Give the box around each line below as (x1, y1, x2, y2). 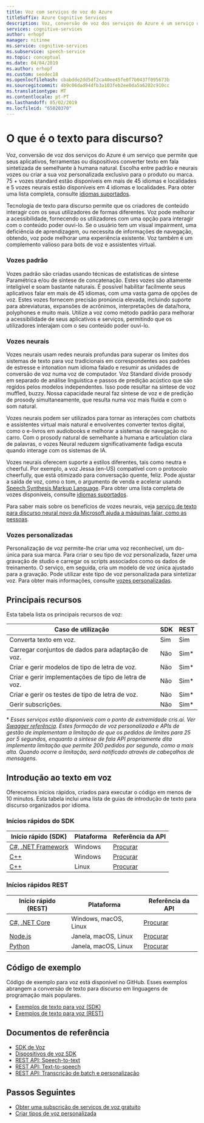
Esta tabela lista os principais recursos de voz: (6, 611, 123, 618)
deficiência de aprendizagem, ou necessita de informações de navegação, (6, 228, 193, 235)
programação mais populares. (6, 991, 81, 999)
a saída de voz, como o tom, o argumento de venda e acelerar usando (6, 478, 182, 485)
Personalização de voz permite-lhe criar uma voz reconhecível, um (6, 544, 174, 552)
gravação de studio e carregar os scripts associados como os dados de (6, 558, 186, 565)
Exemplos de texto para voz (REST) (15, 1010, 104, 1017)
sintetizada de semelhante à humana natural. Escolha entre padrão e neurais (6, 164, 198, 172)
